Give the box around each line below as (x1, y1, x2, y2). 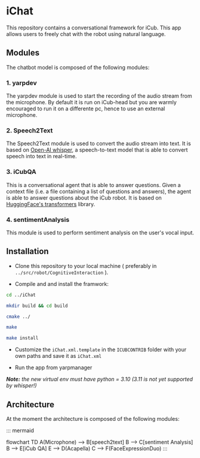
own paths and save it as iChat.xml (14, 352, 102, 360)
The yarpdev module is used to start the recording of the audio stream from (6, 92, 192, 100)
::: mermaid (6, 427, 35, 434)
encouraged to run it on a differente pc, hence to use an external (6, 105, 165, 112)
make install (6, 335, 39, 341)
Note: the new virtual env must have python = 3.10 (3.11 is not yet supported (6, 376, 193, 383)
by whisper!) (6, 382, 37, 389)
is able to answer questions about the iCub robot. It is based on (6, 194, 162, 201)
